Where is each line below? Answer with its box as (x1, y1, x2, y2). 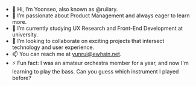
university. (11, 31, 38, 38)
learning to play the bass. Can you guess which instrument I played (11, 68, 179, 75)
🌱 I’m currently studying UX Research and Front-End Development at (11, 24, 183, 32)
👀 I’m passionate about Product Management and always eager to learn (11, 12, 190, 19)
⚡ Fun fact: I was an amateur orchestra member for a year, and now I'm (11, 60, 189, 66)
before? (11, 75, 32, 81)
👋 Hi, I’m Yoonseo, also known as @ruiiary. (11, 6, 118, 13)
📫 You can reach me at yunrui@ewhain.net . (11, 51, 122, 57)
